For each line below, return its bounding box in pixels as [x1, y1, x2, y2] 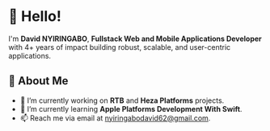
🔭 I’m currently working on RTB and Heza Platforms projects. [19, 96, 225, 105]
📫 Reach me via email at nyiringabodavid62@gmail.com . [19, 113, 211, 123]
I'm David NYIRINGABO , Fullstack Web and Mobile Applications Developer [8, 34, 263, 43]
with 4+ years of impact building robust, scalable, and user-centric [8, 42, 231, 51]
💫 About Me [8, 74, 69, 88]
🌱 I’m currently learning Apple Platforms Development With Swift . [19, 104, 243, 113]
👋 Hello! [8, 7, 62, 26]
